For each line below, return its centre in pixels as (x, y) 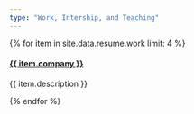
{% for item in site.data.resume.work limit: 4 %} (97, 43)
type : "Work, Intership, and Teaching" (84, 18)
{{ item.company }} (46, 64)
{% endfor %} (35, 101)
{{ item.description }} (49, 83)
